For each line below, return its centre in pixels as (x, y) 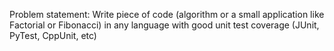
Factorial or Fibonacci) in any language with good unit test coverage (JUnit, (164, 25)
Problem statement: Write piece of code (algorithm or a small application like (167, 14)
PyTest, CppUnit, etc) (53, 35)
